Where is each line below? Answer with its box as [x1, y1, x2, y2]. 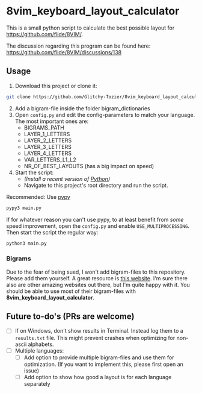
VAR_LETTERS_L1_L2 [23, 156, 76, 163]
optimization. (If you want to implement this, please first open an [23, 360, 183, 368]
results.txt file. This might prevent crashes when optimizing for [14, 334, 176, 341]
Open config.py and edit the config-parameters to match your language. [14, 111, 195, 118]
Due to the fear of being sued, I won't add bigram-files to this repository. [6, 268, 186, 275]
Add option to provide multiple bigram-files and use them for [23, 354, 174, 361]
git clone [6, 93, 31, 100]
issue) [23, 366, 40, 374]
